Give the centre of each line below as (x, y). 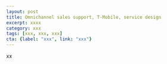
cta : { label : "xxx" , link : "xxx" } (49, 39)
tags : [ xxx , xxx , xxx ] (34, 34)
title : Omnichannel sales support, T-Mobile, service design (84, 17)
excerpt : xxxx (24, 23)
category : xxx (24, 28)
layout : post (22, 12)
